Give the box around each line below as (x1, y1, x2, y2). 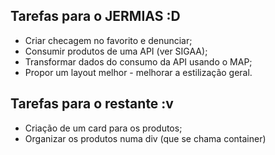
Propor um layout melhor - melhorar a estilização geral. (24, 66, 253, 78)
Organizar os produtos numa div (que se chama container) (24, 132, 267, 144)
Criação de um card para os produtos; (24, 122, 183, 134)
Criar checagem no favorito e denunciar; (24, 34, 193, 46)
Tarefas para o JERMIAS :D (10, 8, 181, 25)
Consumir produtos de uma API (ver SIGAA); (24, 45, 208, 57)
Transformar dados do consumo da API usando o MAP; (24, 55, 253, 68)
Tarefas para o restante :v (10, 95, 174, 113)
